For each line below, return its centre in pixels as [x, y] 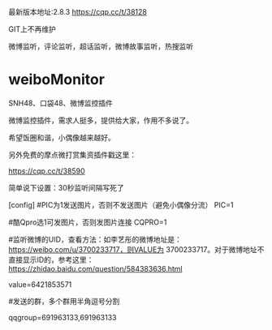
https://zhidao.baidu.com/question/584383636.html [95, 268]
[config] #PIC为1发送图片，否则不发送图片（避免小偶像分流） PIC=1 [121, 204]
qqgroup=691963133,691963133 [63, 317]
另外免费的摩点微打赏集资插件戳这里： [72, 154]
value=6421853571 [40, 284]
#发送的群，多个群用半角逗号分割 [64, 301]
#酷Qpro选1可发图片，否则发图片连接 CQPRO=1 [88, 222]
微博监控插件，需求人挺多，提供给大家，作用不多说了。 [101, 120]
